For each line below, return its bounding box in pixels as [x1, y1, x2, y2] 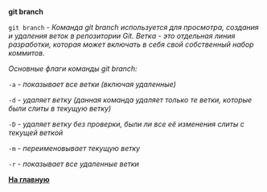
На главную [8, 175, 50, 184]
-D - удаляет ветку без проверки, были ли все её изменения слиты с [8, 119, 245, 128]
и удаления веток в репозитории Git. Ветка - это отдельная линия [8, 31, 236, 40]
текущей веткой [8, 128, 64, 137]
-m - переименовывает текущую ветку [8, 144, 141, 152]
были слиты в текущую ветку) [8, 104, 112, 113]
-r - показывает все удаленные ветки [8, 159, 139, 169]
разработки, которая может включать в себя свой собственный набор [8, 40, 255, 49]
